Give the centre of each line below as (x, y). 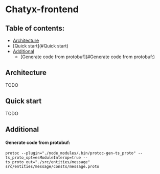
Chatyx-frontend (42, 9)
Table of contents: (35, 28)
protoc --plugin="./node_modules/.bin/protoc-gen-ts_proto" (71, 153)
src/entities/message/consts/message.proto (52, 167)
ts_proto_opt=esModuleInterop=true (43, 158)
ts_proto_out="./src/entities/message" (48, 162)
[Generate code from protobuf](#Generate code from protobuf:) (87, 57)
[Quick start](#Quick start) (41, 46)
